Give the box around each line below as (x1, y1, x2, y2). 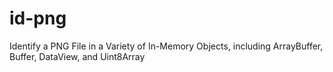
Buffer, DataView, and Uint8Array (9, 50, 146, 62)
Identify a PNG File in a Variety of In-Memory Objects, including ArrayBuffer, (9, 40, 324, 52)
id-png (9, 7, 67, 30)
